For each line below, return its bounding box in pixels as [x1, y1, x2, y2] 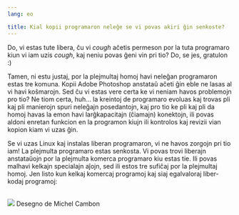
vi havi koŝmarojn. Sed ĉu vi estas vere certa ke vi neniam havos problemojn [7, 87, 232, 96]
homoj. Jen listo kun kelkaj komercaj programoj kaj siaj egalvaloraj [7, 169, 202, 178]
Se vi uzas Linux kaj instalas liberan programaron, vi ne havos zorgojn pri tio [7, 139, 231, 147]
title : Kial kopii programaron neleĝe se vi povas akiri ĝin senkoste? [7, 23, 225, 31]
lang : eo [7, 10, 34, 18]
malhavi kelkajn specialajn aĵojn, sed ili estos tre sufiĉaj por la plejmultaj [7, 161, 218, 170]
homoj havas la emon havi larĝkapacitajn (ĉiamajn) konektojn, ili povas [7, 110, 214, 119]
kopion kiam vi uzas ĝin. [7, 125, 78, 134]
